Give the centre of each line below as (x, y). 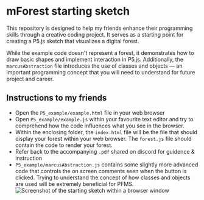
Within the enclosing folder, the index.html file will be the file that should (106, 132)
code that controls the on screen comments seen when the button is (101, 171)
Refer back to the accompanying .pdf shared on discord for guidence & (105, 151)
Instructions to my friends (57, 98)
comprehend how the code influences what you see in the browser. (100, 126)
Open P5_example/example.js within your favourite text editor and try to (104, 119)
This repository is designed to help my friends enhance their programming (100, 28)
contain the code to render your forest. (64, 145)
